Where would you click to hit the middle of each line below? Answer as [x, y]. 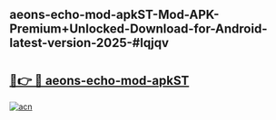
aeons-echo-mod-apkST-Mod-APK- [114, 15]
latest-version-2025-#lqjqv [89, 43]
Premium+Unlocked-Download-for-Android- [138, 29]
